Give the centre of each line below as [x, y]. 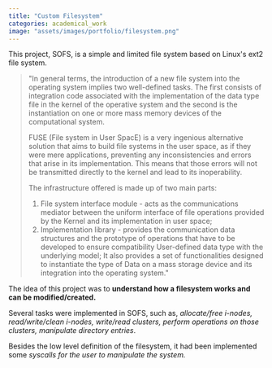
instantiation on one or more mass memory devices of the [125, 113]
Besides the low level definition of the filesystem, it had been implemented [133, 346]
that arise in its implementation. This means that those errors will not [143, 164]
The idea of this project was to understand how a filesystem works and [130, 289]
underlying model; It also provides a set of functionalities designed [152, 256]
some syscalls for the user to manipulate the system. [97, 355]
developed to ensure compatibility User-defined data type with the [152, 247]
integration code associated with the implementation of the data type [144, 96]
